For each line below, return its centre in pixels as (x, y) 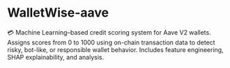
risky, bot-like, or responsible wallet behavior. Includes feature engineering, (116, 49)
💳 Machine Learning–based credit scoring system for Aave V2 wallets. (109, 32)
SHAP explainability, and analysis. (56, 57)
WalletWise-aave (58, 13)
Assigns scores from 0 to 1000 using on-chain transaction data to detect (111, 42)
